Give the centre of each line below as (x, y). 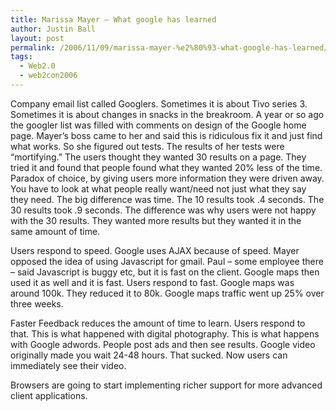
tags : (21, 57)
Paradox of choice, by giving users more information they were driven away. (167, 178)
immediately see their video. (68, 365)
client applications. (49, 395)
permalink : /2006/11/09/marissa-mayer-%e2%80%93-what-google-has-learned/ (169, 47)
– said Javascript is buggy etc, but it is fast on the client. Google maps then (165, 272)
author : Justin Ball (53, 29)
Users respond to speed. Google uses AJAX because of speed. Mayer (155, 250)
